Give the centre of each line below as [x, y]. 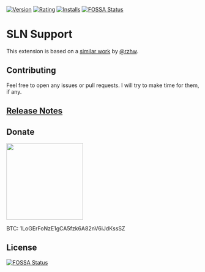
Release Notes [35, 111]
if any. [14, 91]
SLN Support [39, 34]
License [22, 248]
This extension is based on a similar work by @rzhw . [73, 51]
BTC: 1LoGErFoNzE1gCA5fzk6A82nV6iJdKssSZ [66, 228]
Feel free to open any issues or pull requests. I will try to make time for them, [103, 85]
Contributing [31, 70]
